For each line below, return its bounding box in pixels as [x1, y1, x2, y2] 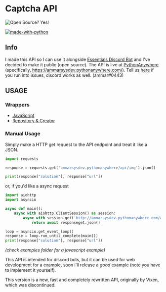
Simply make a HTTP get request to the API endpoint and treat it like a [5, 142, 147, 147]
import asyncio [5, 197, 37, 202]
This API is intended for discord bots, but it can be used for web [5, 257, 135, 263]
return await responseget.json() [31, 220, 100, 225]
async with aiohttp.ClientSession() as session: [14, 211, 116, 216]
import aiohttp [5, 193, 37, 198]
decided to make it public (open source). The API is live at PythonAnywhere [5, 61, 159, 67]
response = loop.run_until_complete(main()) [5, 234, 98, 239]
